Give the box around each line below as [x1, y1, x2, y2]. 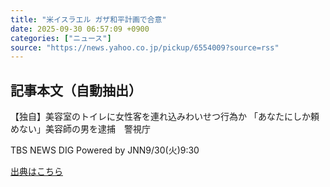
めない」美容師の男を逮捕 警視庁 [10, 123, 151, 135]
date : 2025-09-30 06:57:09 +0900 [10, 24, 150, 34]
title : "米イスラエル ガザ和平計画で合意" [10, 14, 167, 25]
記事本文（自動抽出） [10, 82, 142, 99]
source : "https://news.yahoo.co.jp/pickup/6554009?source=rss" [10, 42, 280, 53]
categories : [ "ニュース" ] [10, 33, 112, 43]
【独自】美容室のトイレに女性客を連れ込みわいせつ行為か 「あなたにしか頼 [10, 111, 320, 123]
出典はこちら [10, 166, 63, 178]
